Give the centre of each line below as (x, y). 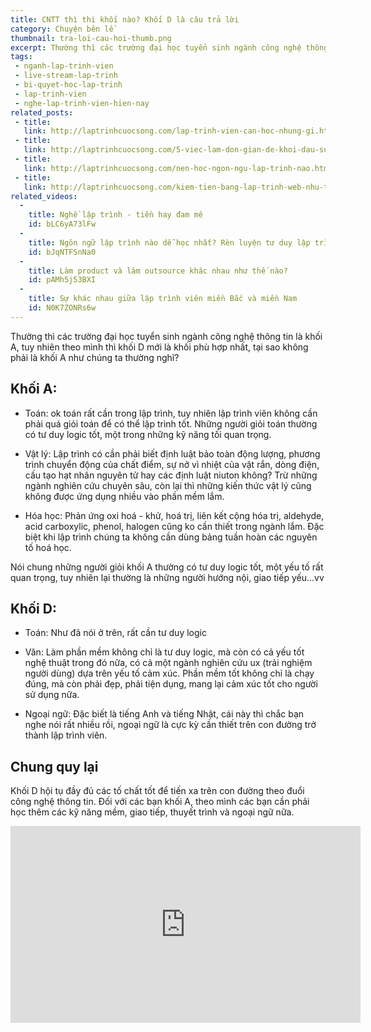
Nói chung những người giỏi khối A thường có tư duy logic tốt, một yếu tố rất (167, 567)
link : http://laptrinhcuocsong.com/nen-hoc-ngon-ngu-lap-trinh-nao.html (178, 168)
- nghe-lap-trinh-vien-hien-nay (82, 103)
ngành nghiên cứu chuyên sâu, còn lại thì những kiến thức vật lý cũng (168, 485)
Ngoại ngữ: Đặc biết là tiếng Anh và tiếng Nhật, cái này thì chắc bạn (164, 714)
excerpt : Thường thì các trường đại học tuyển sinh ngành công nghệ (156, 47)
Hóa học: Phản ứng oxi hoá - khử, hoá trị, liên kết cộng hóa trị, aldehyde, (174, 515)
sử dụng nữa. (52, 695)
